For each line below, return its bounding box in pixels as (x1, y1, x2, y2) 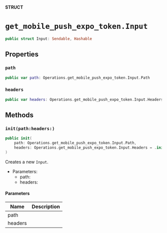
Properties (5, 50, 39, 59)
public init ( (5, 136, 32, 141)
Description (31, 203, 60, 210)
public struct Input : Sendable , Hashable (5, 36, 92, 41)
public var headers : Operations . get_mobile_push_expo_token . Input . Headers (5, 97, 164, 102)
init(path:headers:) (5, 126, 55, 131)
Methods (5, 111, 34, 119)
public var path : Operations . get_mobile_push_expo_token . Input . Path (5, 75, 150, 80)
